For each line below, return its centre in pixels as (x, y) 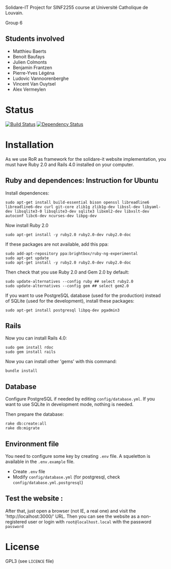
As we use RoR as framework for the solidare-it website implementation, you (86, 159)
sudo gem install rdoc (29, 348)
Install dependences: (27, 193)
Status (20, 110)
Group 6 (14, 23)
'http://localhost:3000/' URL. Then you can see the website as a (72, 516)
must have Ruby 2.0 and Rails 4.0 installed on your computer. (70, 164)
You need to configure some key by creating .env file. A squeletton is (78, 456)
